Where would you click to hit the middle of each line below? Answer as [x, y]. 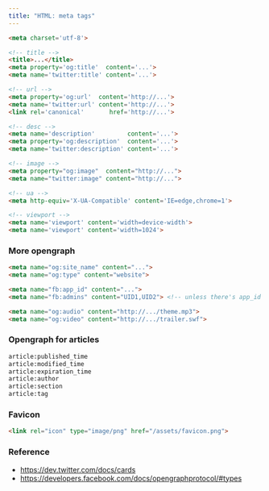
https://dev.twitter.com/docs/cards [78, 469]
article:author [34, 379]
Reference [29, 452]
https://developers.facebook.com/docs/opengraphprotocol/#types [131, 478]
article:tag [28, 394]
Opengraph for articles [54, 339]
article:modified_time [46, 364]
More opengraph [42, 251]
